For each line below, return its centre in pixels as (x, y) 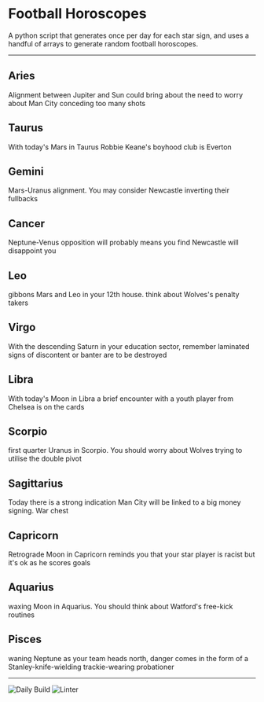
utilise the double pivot (45, 459)
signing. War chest (38, 511)
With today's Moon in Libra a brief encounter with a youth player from (121, 399)
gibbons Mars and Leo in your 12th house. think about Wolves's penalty (124, 294)
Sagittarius (36, 483)
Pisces (25, 640)
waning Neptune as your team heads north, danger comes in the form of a (128, 658)
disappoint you (32, 251)
